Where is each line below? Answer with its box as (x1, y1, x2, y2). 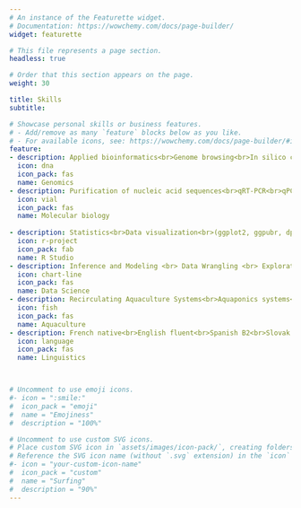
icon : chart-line (17, 270, 82, 279)
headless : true (9, 55, 66, 64)
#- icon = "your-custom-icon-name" (9, 460, 142, 469)
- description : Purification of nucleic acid (9, 186, 182, 196)
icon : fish (17, 303, 58, 312)
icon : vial (17, 195, 58, 204)
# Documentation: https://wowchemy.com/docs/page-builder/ (9, 22, 235, 31)
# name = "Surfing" (9, 477, 87, 486)
